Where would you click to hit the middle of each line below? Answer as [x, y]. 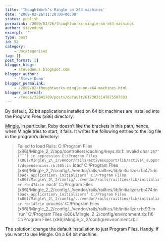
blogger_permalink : [25, 83]
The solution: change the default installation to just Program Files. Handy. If [82, 229]
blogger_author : [22, 74]
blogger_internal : [24, 93]
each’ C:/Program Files [70, 185]
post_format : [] [22, 60]
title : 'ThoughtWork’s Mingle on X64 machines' [55, 10]
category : [15, 47]
